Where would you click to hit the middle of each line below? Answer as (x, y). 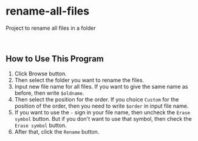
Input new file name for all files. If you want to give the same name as (101, 86)
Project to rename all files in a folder (51, 28)
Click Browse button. (41, 74)
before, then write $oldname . (49, 93)
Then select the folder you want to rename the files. (79, 80)
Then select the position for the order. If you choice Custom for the (97, 99)
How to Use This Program (55, 59)
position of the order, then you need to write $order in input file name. (101, 106)
